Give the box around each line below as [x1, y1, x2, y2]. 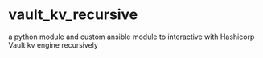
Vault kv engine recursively [8, 40, 99, 49]
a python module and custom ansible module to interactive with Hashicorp [8, 32, 255, 41]
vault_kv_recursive [8, 6, 138, 24]
